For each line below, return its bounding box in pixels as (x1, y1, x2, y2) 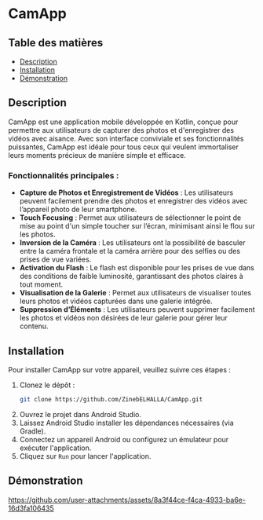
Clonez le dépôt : (19, 380, 75, 390)
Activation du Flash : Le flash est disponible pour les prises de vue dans (19, 263, 255, 273)
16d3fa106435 (8, 504, 55, 513)
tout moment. (19, 280, 64, 289)
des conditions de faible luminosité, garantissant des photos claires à (19, 272, 243, 281)
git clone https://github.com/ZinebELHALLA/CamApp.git (19, 395, 203, 403)
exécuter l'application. (19, 443, 92, 452)
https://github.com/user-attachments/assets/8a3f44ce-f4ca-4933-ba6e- (8, 495, 246, 504)
